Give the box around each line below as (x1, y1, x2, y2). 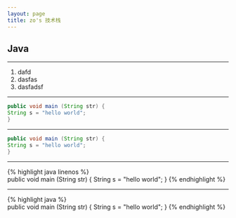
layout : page (7, 10, 46, 18)
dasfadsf (17, 83, 44, 91)
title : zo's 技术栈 (7, 17, 61, 24)
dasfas (17, 75, 37, 84)
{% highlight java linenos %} (7, 168, 89, 176)
